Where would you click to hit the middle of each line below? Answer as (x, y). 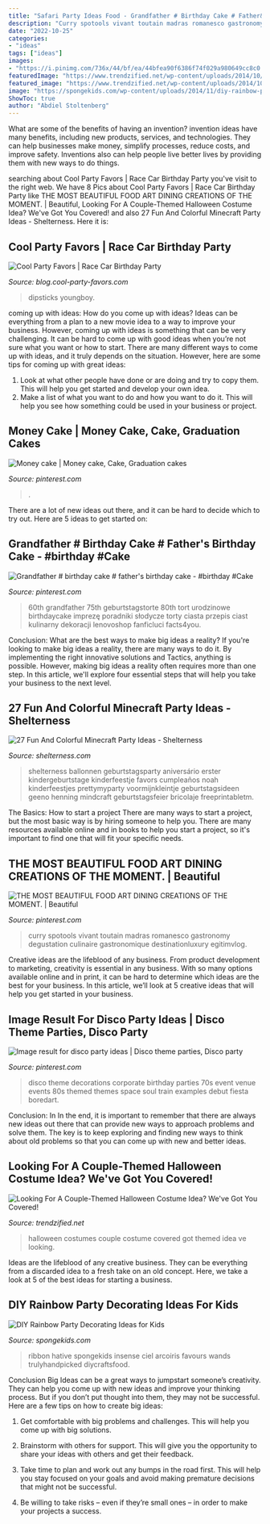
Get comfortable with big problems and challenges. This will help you (134, 1421)
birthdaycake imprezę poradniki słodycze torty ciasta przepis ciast (138, 616)
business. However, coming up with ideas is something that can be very (127, 330)
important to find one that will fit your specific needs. (96, 839)
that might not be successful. (68, 1487)
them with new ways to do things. (64, 163)
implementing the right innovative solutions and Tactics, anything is (120, 657)
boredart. (43, 1100)
